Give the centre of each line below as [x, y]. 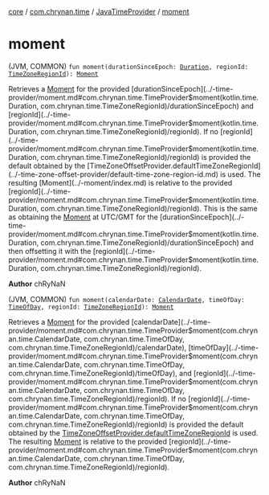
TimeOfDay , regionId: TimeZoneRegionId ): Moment [91, 307]
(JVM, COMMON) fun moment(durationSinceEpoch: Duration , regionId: [128, 66]
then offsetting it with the [50, 251]
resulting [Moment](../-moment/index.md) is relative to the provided [120, 182]
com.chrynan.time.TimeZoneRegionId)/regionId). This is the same [149, 208]
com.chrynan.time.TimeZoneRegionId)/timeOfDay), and [100, 373]
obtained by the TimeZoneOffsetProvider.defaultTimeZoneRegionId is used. [133, 432]
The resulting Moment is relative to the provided [88, 441]
